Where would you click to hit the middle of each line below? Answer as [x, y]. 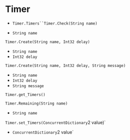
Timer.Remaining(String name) [37, 103]
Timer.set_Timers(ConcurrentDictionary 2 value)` [56, 122]
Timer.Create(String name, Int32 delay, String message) [65, 65]
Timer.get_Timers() [25, 94]
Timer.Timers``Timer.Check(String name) [55, 23]
